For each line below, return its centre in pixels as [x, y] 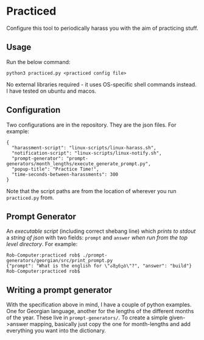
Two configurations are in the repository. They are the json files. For [91, 125]
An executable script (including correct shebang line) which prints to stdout [101, 231]
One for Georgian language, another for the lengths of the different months [100, 311]
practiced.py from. [30, 197]
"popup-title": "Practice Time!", [55, 169]
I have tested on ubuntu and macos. [51, 91]
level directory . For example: [42, 244]
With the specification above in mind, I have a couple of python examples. [99, 305]
